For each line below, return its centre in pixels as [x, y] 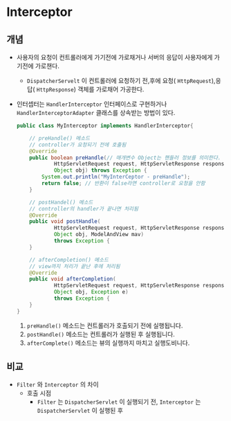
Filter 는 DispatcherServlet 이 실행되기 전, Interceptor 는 [119, 402]
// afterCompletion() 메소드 [69, 260]
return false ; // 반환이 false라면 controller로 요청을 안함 [123, 183]
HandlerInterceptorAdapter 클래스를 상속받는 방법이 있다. [96, 113]
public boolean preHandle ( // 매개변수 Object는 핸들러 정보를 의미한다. [125, 158]
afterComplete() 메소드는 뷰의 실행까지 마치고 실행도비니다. [108, 343]
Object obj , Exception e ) [91, 292]
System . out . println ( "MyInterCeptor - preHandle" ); [116, 177]
